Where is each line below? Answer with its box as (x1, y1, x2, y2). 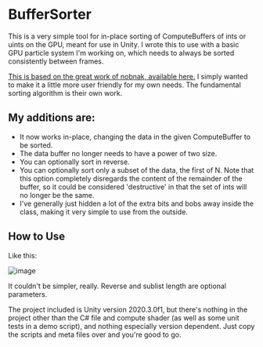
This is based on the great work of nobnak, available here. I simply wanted (8, 71, 248, 81)
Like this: (8, 250, 38, 260)
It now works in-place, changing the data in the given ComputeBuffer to (19, 132, 251, 141)
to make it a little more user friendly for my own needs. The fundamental (8, 80, 241, 89)
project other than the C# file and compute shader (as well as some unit (8, 312, 240, 323)
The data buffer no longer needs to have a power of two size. (19, 148, 218, 158)
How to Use (8, 230, 66, 243)
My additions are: (8, 111, 95, 125)
